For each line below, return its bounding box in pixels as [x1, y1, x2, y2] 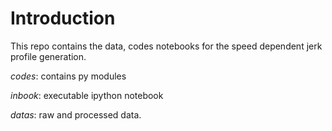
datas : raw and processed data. [10, 108, 142, 121]
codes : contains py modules [10, 70, 127, 82]
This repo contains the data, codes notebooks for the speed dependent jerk [10, 40, 323, 52]
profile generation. [10, 50, 87, 62]
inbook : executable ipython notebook [10, 89, 164, 101]
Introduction [10, 7, 116, 30]
